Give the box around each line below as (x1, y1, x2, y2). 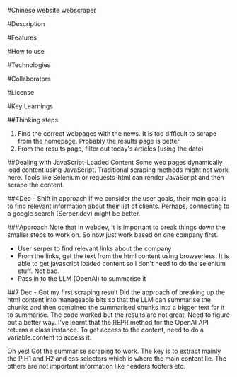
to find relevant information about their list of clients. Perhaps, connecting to (7, 202, 230, 210)
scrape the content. (7, 180, 65, 189)
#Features (7, 33, 37, 42)
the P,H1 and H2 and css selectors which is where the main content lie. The (7, 354, 227, 363)
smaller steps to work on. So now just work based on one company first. (7, 231, 219, 239)
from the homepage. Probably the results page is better (17, 137, 180, 145)
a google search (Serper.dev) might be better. (7, 209, 141, 218)
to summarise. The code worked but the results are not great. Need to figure (7, 311, 230, 319)
